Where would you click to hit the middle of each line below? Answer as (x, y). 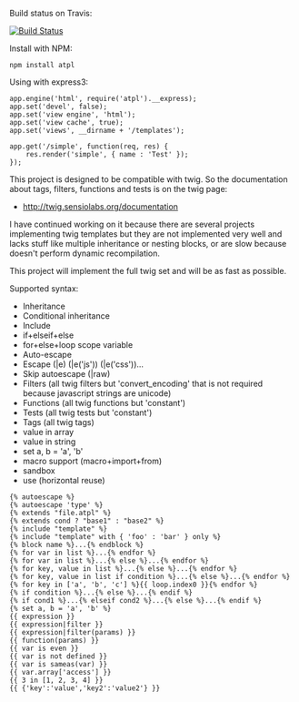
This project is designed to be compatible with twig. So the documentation (149, 179)
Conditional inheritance (66, 316)
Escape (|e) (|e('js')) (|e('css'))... (83, 364)
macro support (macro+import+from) (92, 461)
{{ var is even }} (44, 648)
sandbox (39, 471)
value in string (49, 442)
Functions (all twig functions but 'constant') (104, 403)
